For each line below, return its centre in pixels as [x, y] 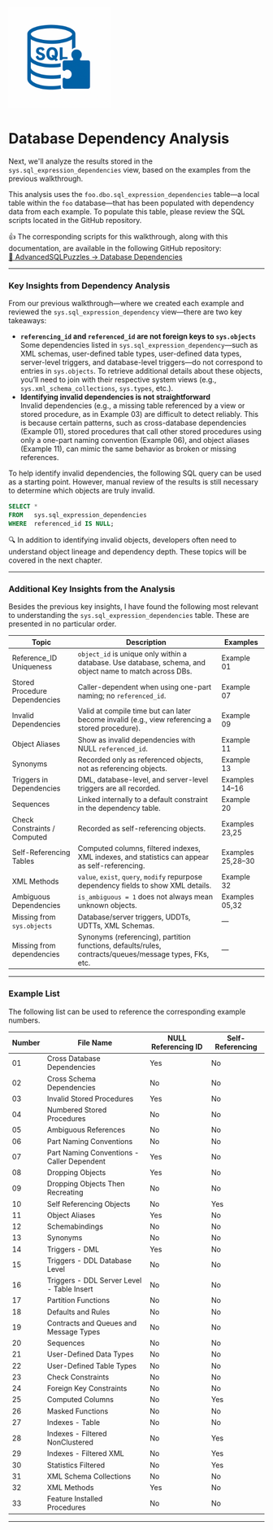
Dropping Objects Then [86, 1184]
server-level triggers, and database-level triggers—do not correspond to [141, 362]
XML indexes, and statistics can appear [143, 857]
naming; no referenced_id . [122, 695]
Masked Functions [78, 1411]
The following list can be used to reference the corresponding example [127, 1011]
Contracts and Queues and [92, 1323]
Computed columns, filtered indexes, [139, 848]
